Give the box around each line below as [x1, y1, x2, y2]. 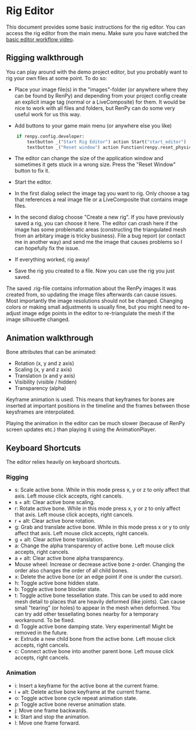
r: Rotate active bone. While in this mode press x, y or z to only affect [14, 505, 181, 512]
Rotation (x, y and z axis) [14, 360, 75, 367]
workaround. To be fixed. [14, 617, 75, 624]
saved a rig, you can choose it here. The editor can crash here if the [14, 220, 178, 227]
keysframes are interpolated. [6, 408, 75, 416]
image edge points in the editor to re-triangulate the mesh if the [22, 310, 175, 317]
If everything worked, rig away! [14, 256, 90, 263]
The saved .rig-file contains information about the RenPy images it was [6, 285, 177, 292]
